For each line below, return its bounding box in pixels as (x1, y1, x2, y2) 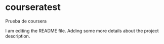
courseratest (5, 1, 61, 13)
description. (5, 33, 30, 39)
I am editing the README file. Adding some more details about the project (5, 27, 159, 33)
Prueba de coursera (5, 18, 47, 24)
